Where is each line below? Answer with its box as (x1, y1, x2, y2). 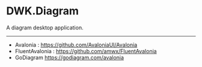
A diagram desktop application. (6, 24, 84, 31)
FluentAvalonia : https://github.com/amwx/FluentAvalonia (14, 47, 158, 54)
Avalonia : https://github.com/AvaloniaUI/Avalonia (14, 41, 138, 48)
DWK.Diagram (6, 4, 79, 18)
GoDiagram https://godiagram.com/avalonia (14, 54, 124, 61)
